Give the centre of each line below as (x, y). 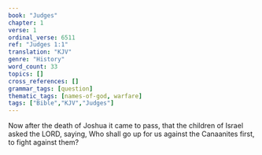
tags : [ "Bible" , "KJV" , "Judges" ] (61, 103)
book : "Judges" (33, 15)
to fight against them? (44, 142)
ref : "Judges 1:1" (38, 45)
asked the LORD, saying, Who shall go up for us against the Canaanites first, (131, 134)
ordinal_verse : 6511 (42, 37)
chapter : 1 (26, 23)
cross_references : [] (44, 81)
